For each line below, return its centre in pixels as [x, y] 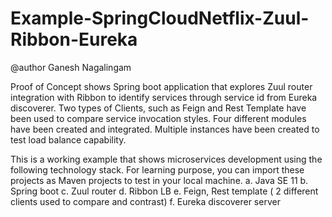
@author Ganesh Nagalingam [71, 67]
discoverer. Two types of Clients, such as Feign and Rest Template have [158, 108]
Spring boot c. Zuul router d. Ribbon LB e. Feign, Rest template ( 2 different [164, 191]
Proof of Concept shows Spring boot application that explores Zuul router [161, 86]
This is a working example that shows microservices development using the [166, 159]
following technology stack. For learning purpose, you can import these [157, 169]
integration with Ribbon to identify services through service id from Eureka [164, 97]
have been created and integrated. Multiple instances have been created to [165, 129]
